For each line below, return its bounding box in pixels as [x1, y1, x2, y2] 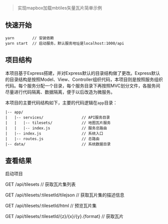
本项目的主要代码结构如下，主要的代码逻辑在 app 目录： [5, 99, 118, 105]
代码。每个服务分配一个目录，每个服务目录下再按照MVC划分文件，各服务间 [5, 82, 160, 88]
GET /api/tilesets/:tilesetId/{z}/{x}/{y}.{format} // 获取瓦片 [5, 213, 124, 219]
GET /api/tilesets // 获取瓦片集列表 [5, 181, 76, 187]
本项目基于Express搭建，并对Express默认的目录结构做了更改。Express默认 [5, 70, 160, 76]
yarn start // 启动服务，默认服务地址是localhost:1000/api [5, 41, 124, 46]
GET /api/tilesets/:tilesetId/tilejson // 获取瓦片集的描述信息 [5, 192, 124, 198]
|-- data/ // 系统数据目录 [5, 142, 111, 147]
